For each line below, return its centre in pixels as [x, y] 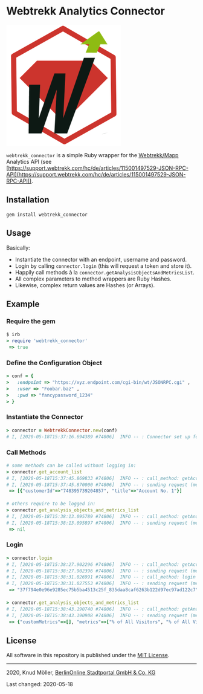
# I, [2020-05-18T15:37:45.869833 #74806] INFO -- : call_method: [93, 478]
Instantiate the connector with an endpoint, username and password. [101, 259]
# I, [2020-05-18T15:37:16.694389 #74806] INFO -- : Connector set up [98, 436]
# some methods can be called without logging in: [71, 465]
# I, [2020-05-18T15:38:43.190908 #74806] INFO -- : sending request [97, 615]
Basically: [18, 248]
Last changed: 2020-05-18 [40, 684]
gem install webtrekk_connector [47, 215]
